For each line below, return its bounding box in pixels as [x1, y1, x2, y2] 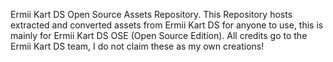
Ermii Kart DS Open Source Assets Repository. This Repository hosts [10, 9, 293, 20]
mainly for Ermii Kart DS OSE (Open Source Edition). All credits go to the [10, 30, 308, 41]
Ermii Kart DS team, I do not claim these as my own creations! [10, 40, 265, 52]
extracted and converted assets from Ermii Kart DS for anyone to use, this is [10, 19, 324, 31]
